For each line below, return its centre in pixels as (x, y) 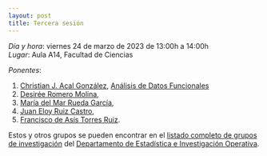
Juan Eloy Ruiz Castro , (57, 111)
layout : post (30, 16)
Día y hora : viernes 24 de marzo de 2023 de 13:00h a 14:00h (109, 46)
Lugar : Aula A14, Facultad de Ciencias (71, 54)
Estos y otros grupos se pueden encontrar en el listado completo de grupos (133, 135)
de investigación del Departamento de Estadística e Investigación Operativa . (134, 143)
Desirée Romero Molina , (60, 94)
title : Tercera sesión (46, 23)
